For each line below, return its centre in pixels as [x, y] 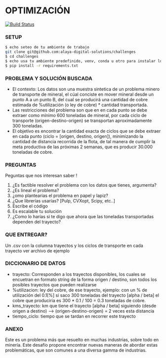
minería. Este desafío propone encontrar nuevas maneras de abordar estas [82, 345]
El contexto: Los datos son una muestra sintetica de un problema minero [86, 89]
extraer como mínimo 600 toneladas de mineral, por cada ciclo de [79, 115]
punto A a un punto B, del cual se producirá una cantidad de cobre [80, 99]
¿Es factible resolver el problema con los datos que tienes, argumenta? [84, 185]
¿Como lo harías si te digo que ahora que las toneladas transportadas [83, 217]
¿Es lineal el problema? [36, 191]
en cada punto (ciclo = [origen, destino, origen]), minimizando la [78, 136]
